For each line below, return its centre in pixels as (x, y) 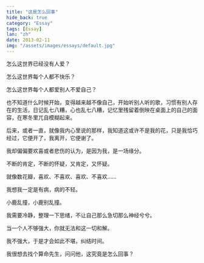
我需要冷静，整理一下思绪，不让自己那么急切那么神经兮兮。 (81, 215)
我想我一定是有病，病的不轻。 (43, 189)
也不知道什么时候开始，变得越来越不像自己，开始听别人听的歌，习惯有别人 (99, 102)
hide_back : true (27, 18)
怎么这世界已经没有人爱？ (38, 64)
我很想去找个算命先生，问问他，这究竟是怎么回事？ (70, 254)
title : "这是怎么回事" (32, 12)
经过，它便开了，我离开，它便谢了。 (52, 138)
